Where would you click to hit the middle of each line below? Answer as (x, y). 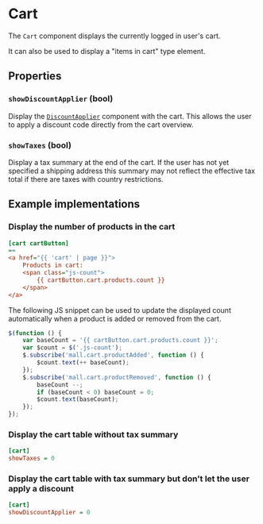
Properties (35, 76)
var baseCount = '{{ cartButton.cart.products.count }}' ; (120, 341)
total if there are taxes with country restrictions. (86, 179)
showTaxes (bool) (40, 145)
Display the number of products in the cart (92, 227)
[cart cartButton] (39, 243)
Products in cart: (53, 266)
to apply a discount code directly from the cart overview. (101, 125)
